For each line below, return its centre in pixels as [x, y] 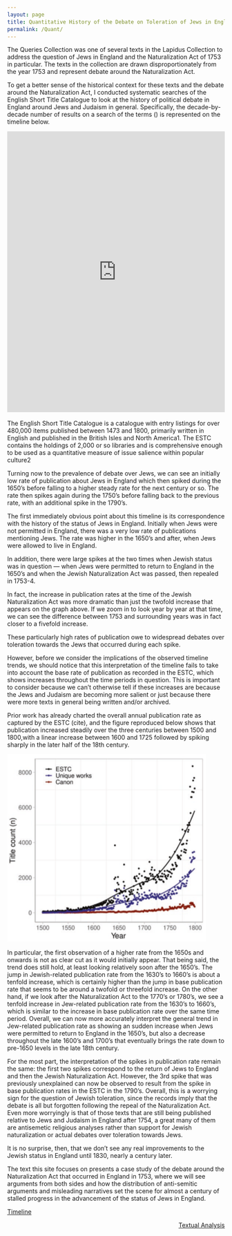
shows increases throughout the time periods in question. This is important [114, 680]
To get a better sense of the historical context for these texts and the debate [116, 85]
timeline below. [29, 122]
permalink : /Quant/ [35, 29]
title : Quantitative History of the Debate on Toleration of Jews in [109, 22]
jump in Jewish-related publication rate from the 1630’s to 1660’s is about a [114, 975]
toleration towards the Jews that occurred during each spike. [94, 645]
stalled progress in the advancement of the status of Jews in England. [106, 1199]
